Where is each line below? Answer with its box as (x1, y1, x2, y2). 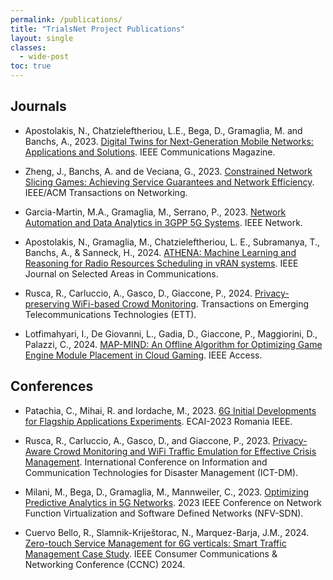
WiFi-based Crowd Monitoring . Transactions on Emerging (71, 297, 310, 310)
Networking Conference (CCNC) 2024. (24, 558, 186, 570)
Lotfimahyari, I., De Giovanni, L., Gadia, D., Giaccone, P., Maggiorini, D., (24, 327, 318, 340)
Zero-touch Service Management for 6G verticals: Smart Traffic (24, 537, 287, 549)
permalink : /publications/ (10, 14, 123, 25)
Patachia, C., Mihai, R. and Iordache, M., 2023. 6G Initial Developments (24, 404, 317, 416)
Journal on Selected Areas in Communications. (24, 267, 219, 280)
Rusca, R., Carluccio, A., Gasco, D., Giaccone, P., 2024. (24, 287, 253, 299)
